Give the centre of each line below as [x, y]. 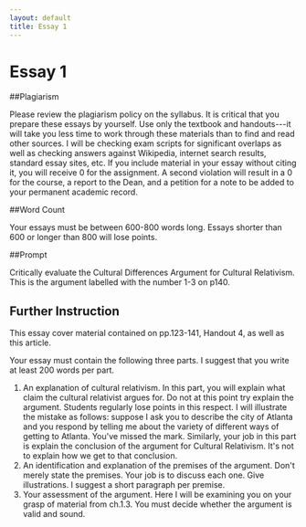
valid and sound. [54, 514]
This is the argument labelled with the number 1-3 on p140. [120, 282]
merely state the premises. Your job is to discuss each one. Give [143, 475]
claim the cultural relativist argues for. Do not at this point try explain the [158, 397]
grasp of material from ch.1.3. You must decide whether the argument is [157, 504]
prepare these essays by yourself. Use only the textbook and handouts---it [150, 124]
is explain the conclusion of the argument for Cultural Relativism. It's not [158, 446]
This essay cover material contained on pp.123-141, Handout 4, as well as [147, 333]
